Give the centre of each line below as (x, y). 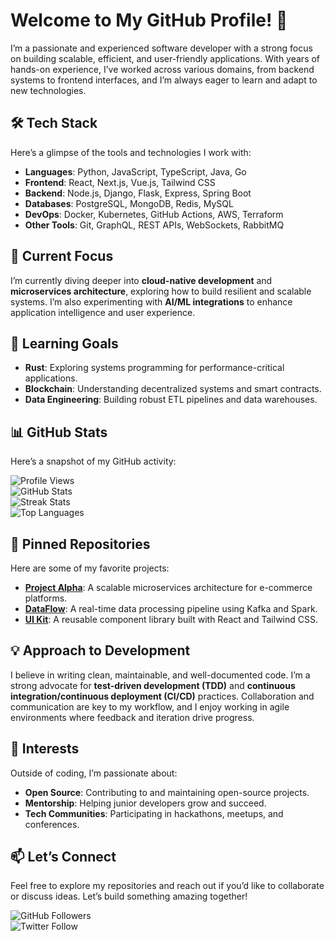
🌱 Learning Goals (64, 343)
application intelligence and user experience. (103, 312)
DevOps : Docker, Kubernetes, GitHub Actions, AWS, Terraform (154, 214)
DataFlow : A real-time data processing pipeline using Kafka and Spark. (171, 608)
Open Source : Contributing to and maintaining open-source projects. (167, 792)
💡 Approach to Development (100, 650)
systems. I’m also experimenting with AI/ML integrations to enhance (151, 301)
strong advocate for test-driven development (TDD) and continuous (153, 685)
